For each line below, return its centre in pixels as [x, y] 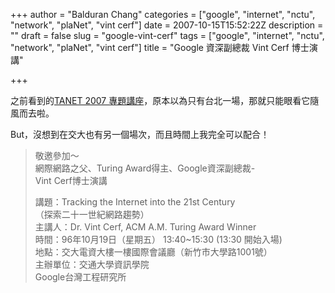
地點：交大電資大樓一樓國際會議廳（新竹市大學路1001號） [153, 252]
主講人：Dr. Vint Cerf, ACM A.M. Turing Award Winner [145, 227]
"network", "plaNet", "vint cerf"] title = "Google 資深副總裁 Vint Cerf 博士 [160, 47]
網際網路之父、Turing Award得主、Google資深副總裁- [145, 168]
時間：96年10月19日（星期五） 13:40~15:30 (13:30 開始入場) [158, 239]
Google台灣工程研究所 [80, 277]
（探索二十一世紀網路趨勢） [92, 214]
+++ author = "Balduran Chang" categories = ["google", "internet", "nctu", [163, 14]
